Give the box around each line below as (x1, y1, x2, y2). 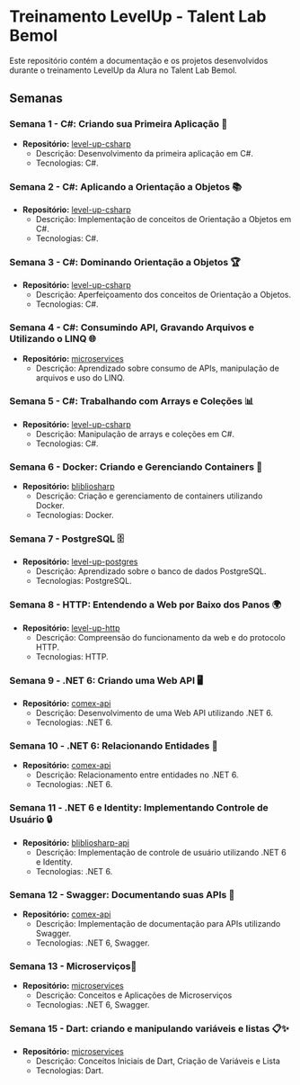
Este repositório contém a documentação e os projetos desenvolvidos (9, 55, 269, 66)
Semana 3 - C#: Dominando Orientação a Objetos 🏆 (9, 256, 241, 268)
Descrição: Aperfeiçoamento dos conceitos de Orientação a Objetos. (35, 290, 292, 300)
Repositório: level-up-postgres (22, 556, 138, 568)
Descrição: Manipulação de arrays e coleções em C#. (35, 428, 235, 439)
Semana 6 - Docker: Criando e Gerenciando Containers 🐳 (9, 461, 263, 473)
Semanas (9, 91, 63, 106)
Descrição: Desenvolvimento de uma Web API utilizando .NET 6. (35, 708, 274, 718)
